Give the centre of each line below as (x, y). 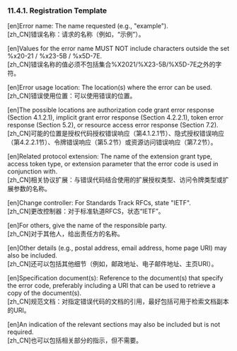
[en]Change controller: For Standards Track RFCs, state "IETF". (99, 203)
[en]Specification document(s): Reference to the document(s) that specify (115, 278)
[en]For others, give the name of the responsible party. (87, 226)
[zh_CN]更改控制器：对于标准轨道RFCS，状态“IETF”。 (86, 212)
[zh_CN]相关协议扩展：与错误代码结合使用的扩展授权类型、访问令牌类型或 (115, 180)
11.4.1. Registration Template (57, 11)
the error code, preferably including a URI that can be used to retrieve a (111, 286)
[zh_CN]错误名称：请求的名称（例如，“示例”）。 (76, 35)
